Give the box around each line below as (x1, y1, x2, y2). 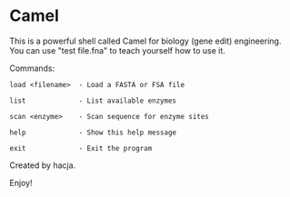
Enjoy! (9, 177, 34, 188)
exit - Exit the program (9, 143, 153, 153)
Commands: (9, 63, 55, 74)
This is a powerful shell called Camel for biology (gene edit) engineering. (9, 35, 282, 46)
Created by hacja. (9, 160, 76, 171)
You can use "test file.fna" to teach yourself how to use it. (9, 44, 225, 55)
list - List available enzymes (9, 96, 177, 105)
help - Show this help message (9, 128, 177, 137)
